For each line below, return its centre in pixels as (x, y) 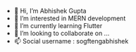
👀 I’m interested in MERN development (70, 18)
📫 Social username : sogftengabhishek (71, 41)
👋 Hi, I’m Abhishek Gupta (50, 11)
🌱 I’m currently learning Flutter (58, 26)
